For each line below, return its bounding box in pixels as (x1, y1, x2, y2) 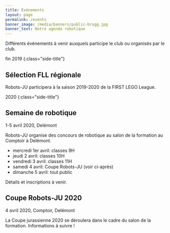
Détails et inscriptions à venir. (5, 179, 67, 185)
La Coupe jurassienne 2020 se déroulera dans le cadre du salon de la (5, 217, 151, 223)
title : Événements (5, 7, 44, 13)
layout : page (5, 12, 33, 17)
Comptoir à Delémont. (5, 137, 52, 143)
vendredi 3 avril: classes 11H (12, 158, 72, 164)
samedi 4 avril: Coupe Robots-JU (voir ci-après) (12, 164, 114, 170)
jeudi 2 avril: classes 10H (12, 152, 65, 159)
